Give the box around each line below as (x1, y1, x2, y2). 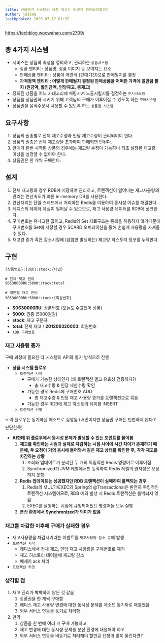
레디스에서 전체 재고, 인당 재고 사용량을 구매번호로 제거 (19, 546, 125, 552)
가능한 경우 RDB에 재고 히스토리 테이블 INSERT (27, 401, 118, 406)
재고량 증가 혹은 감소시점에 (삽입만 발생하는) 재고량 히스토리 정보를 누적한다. (12, 237, 159, 242)
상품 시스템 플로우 (12, 364, 47, 370)
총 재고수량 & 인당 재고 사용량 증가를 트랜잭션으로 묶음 (34, 395, 138, 401)
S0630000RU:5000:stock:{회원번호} (5, 295, 72, 300)
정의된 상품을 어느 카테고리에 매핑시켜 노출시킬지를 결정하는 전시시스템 (12, 90, 145, 96)
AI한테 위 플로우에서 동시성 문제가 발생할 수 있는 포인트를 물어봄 (12, 435, 133, 441)
